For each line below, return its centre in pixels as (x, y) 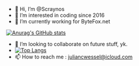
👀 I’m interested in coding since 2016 (59, 15)
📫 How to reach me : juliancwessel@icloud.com (74, 57)
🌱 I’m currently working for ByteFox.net (62, 21)
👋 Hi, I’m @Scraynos (40, 9)
